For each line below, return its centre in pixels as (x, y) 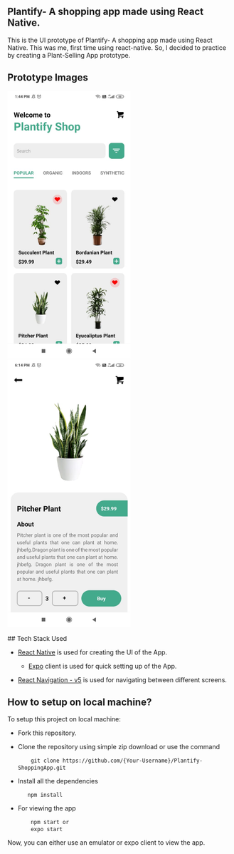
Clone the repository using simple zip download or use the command (119, 747)
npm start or (50, 823)
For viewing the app (47, 808)
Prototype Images (48, 78)
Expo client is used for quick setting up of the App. (102, 666)
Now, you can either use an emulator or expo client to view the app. (106, 843)
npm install (45, 795)
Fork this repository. (47, 733)
